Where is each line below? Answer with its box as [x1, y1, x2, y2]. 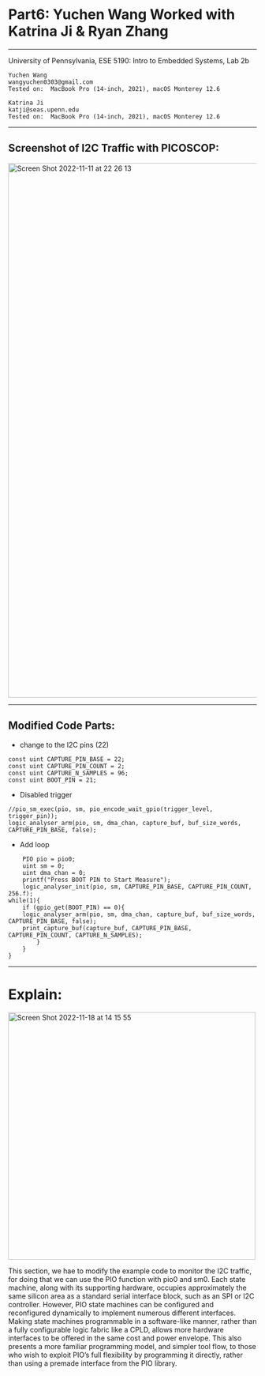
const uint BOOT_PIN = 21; [8, 776, 97, 784]
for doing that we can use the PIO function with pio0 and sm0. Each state [8, 1274, 246, 1284]
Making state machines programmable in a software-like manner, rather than [8, 1316, 257, 1325]
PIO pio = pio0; [22, 855, 77, 863]
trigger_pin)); [8, 812, 58, 820]
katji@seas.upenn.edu [8, 105, 80, 114]
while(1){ [8, 896, 41, 904]
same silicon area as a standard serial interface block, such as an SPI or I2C [8, 1291, 255, 1301]
